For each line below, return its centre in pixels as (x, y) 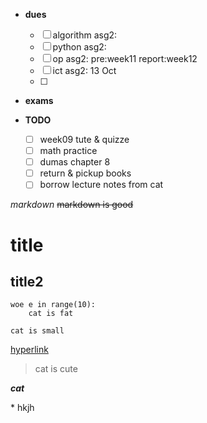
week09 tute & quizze (84, 139)
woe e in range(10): (53, 305)
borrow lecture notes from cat (101, 185)
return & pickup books (85, 173)
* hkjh (22, 408)
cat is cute (56, 369)
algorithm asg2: (85, 35)
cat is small (37, 331)
